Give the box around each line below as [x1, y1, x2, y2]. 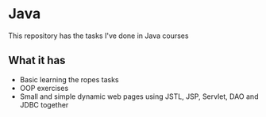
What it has [8, 54, 66, 67]
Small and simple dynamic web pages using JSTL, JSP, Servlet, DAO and [19, 92, 259, 101]
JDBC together [19, 100, 69, 109]
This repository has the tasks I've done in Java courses [8, 31, 189, 40]
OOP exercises [19, 83, 69, 92]
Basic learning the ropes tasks [19, 74, 119, 84]
